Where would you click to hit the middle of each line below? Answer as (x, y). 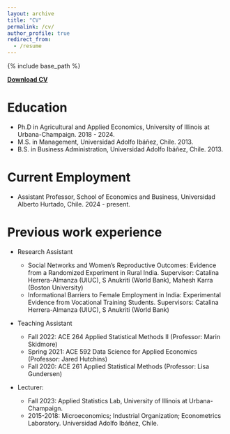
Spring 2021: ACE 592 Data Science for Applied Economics (112, 351)
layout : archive (31, 14)
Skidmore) (43, 344)
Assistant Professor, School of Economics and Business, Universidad (116, 197)
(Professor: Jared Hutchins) (68, 359)
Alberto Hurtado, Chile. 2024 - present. (74, 204)
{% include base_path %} (44, 66)
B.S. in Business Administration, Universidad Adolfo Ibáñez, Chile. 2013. (120, 149)
